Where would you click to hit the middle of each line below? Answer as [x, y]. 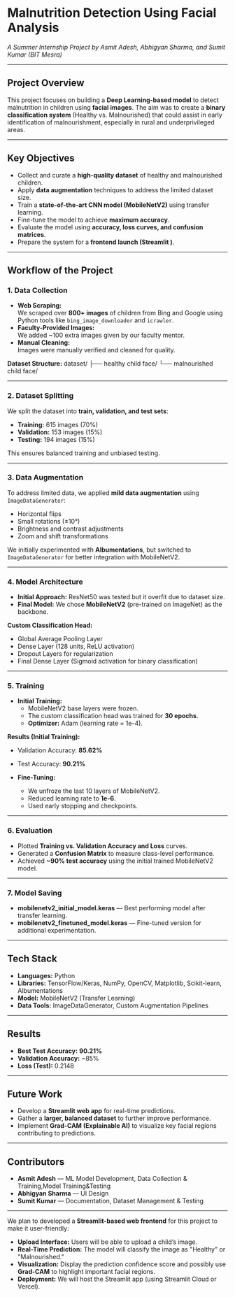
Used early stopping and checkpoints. [83, 806]
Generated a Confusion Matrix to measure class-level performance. [116, 853]
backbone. [33, 612]
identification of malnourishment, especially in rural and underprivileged [111, 122]
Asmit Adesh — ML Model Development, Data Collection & [102, 1179]
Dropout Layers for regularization [65, 654]
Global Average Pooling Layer [60, 639]
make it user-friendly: [38, 1228]
